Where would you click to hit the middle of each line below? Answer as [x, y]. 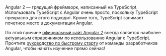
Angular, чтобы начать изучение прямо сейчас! [55, 48]
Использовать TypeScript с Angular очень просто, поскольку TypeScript [82, 12]
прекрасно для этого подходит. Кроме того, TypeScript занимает [74, 18]
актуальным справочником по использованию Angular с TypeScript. [78, 38]
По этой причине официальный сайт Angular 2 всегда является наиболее [83, 32]
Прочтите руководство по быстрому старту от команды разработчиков [82, 43]
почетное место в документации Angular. [49, 23]
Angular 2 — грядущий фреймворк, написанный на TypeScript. [71, 7]
